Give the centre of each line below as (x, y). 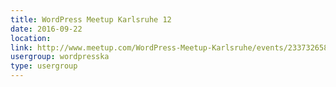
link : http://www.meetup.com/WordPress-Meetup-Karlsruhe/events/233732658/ (171, 47)
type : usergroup (44, 66)
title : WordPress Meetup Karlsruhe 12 (91, 19)
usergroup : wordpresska (60, 57)
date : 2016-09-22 (46, 29)
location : (31, 38)
